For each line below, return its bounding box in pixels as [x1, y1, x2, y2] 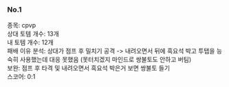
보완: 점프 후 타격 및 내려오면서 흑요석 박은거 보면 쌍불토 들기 [7, 64, 171, 73]
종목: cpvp [7, 21, 36, 29]
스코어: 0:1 [7, 73, 36, 81]
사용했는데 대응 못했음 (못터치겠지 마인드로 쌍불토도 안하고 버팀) [19, 55, 192, 64]
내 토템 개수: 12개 [7, 38, 54, 47]
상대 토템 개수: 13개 [7, 29, 60, 38]
